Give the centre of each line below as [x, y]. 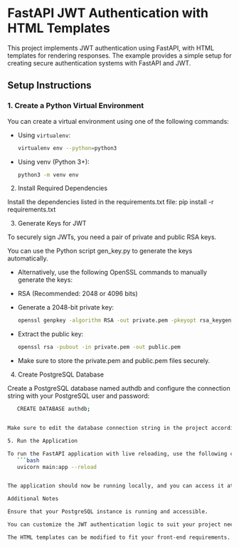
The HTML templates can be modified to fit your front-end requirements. [119, 537]
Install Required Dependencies [63, 188]
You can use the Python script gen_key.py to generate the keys [100, 251]
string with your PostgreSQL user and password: [79, 396]
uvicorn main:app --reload [57, 467]
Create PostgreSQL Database [61, 374]
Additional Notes [33, 499]
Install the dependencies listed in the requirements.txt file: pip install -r [111, 202]
